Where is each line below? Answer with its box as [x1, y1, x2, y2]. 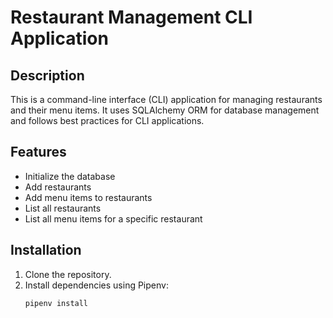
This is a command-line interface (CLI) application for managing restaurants [10, 94, 323, 105]
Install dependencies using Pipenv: [24, 279, 169, 291]
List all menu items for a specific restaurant [24, 212, 203, 225]
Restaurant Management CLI [10, 6, 253, 29]
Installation [10, 242, 82, 259]
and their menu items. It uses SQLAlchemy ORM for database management [10, 104, 320, 116]
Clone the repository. [24, 268, 112, 280]
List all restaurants [24, 202, 102, 214]
